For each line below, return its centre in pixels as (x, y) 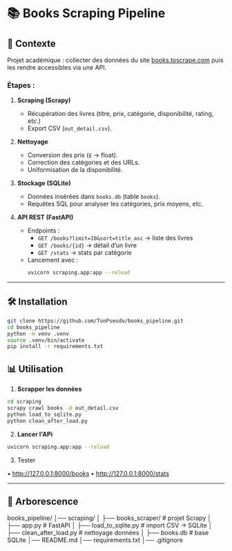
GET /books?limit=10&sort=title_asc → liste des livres (115, 238)
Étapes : (21, 85)
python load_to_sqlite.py (44, 414)
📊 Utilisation (35, 369)
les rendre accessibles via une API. (57, 67)
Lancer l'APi (35, 434)
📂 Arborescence (43, 501)
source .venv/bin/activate (46, 340)
